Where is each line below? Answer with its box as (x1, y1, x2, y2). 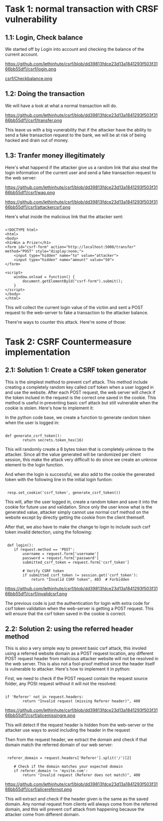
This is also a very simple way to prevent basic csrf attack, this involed (5, 645, 147, 651)
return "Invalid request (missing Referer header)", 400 (22, 699, 140, 704)
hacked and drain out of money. (5, 137, 69, 143)
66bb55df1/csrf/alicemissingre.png (5, 712, 75, 718)
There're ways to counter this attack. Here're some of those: (5, 319, 127, 325)
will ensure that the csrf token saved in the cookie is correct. (5, 610, 127, 617)
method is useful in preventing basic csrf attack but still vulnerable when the (5, 399, 159, 405)
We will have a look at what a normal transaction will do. (5, 103, 118, 109)
